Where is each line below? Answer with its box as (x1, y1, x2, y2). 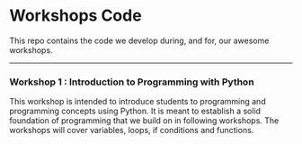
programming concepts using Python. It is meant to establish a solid (9, 105, 262, 117)
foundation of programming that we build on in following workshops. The (9, 115, 280, 126)
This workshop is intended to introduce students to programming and (9, 96, 267, 107)
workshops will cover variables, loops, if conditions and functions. (9, 125, 254, 136)
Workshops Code (9, 5, 142, 26)
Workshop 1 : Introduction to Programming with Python (9, 76, 254, 88)
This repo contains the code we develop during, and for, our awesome (9, 35, 270, 46)
